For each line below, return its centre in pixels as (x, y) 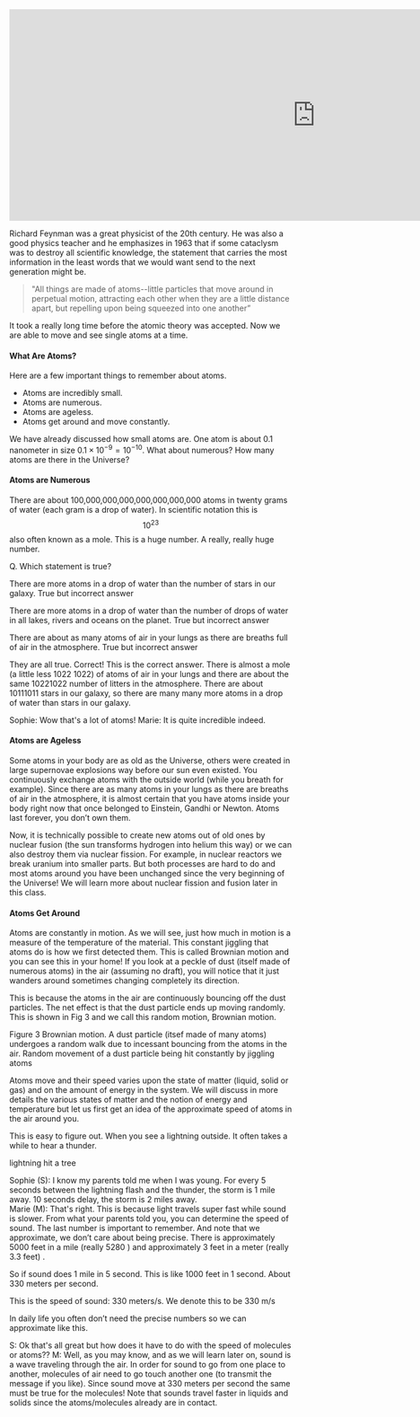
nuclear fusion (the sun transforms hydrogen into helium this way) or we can (151, 844)
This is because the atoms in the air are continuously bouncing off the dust (148, 998)
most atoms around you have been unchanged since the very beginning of (147, 873)
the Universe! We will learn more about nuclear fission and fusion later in (144, 883)
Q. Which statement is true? (61, 566)
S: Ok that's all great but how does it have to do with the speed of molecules (150, 1345)
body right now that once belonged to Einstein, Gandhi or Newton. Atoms (144, 808)
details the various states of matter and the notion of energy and (128, 1100)
